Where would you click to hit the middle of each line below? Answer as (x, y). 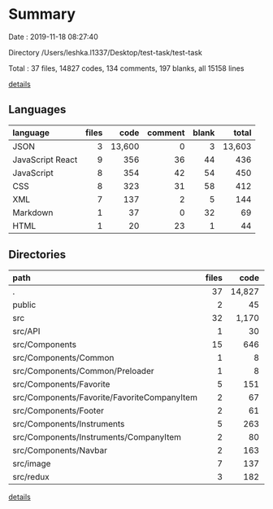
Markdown (33, 213)
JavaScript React (45, 160)
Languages (37, 110)
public (24, 305)
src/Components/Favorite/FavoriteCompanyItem (105, 397)
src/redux (31, 476)
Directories (37, 254)
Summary (42, 14)
